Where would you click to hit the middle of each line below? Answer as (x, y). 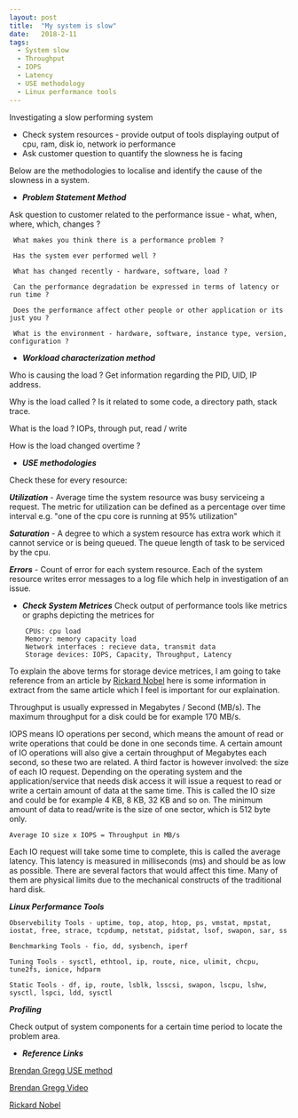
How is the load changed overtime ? (75, 445)
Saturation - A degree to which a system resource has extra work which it (145, 533)
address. (25, 384)
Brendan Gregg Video (49, 1087)
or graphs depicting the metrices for (88, 615)
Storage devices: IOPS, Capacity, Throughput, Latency (129, 654)
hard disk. (27, 889)
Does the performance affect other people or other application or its (148, 310)
